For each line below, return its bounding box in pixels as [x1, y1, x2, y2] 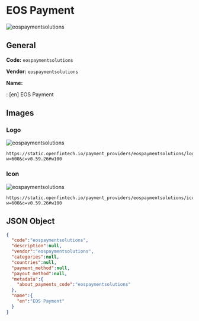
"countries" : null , [11, 259, 57, 265]
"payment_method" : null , [11, 265, 70, 271]
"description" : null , [11, 243, 62, 249]
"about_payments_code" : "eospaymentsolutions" [17, 282, 131, 288]
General [6, 40, 37, 51]
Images [6, 108, 34, 118]
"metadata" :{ [11, 276, 44, 282]
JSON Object [6, 216, 55, 226]
